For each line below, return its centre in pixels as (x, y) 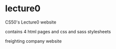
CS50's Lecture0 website (31, 22)
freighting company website (33, 41)
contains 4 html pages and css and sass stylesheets (58, 31)
